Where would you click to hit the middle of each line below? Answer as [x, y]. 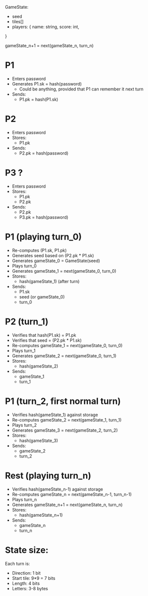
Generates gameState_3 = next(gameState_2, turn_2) [65, 430]
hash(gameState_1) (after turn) [49, 281]
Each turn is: [17, 563]
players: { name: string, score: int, [46, 27]
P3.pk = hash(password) [44, 217]
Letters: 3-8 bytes [30, 588]
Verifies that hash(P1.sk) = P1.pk [44, 335]
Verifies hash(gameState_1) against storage [55, 415]
